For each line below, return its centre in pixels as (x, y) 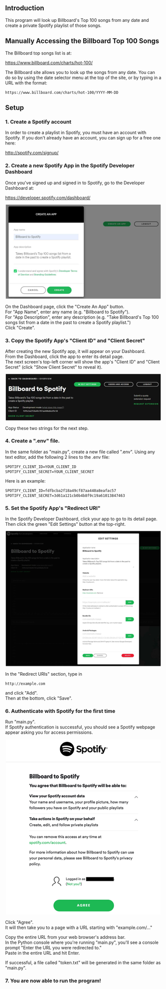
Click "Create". (20, 328)
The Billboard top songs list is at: (38, 53)
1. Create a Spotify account (38, 122)
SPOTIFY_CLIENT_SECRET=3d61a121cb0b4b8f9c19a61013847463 (65, 495)
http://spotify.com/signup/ (32, 153)
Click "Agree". (19, 922)
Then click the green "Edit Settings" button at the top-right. (65, 524)
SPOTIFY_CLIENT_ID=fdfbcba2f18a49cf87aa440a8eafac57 (61, 491)
